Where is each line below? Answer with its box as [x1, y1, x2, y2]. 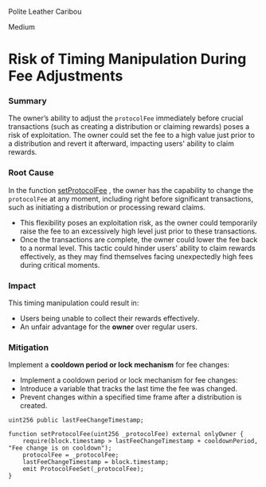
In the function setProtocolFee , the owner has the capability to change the [8, 185, 253, 194]
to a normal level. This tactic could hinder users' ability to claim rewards [19, 243, 256, 253]
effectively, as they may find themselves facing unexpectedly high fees [19, 251, 253, 261]
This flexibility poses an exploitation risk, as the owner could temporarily [19, 218, 257, 227]
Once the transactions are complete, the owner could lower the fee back [19, 234, 258, 244]
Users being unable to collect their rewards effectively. [19, 314, 200, 324]
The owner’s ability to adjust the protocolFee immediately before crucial [8, 113, 244, 123]
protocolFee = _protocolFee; [22, 451, 119, 459]
